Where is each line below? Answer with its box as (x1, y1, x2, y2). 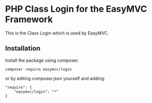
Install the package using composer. (5, 57, 79, 63)
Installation (5, 44, 41, 52)
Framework (5, 14, 53, 25)
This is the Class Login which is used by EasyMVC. (5, 30, 109, 36)
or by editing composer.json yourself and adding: (5, 75, 105, 81)
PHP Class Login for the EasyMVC (5, 3, 147, 15)
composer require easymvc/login (5, 67, 72, 72)
